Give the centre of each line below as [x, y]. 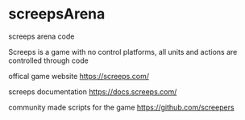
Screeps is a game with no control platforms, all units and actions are [123, 52]
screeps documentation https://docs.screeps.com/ [93, 91]
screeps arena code [42, 36]
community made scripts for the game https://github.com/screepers [122, 107]
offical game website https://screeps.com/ [79, 76]
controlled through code [48, 60]
